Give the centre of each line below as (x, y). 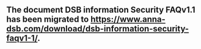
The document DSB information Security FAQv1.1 (101, 10)
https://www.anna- (128, 20)
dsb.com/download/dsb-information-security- (98, 29)
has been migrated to (48, 20)
